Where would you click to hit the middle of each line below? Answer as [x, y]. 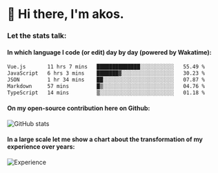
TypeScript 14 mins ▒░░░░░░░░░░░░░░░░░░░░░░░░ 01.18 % [106, 93]
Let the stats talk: [37, 36]
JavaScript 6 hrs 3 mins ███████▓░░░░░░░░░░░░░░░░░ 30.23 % [106, 73]
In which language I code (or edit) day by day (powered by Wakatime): [109, 52]
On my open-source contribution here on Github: [79, 108]
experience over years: [41, 147]
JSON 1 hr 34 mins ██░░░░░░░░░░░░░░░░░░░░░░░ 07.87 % [106, 80]
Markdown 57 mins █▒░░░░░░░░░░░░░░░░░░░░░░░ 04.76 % [106, 86]
